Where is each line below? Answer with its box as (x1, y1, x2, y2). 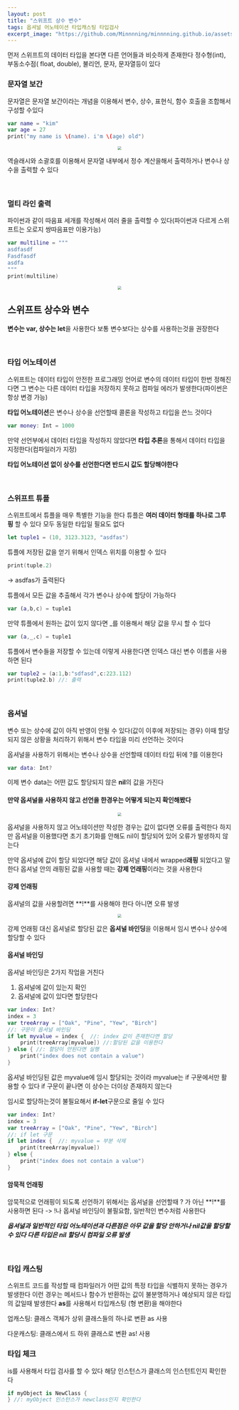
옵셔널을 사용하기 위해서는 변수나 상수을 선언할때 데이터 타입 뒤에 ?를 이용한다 (7, 750, 223, 758)
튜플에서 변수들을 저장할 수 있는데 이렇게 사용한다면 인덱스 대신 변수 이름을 (7, 647, 215, 655)
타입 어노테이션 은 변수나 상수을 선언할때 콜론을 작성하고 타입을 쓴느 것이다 (7, 407, 212, 417)
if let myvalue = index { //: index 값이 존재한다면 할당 (7, 1033, 173, 1040)
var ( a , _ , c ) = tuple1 (7, 633, 72, 640)
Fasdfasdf (7, 253, 37, 260)
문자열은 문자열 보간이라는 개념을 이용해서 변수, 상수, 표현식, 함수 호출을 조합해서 (7, 97, 231, 105)
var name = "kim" (7, 120, 59, 127)
